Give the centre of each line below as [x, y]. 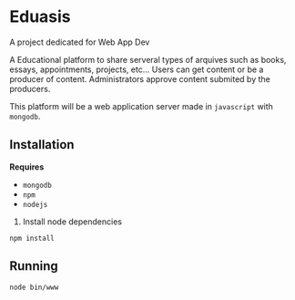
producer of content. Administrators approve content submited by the [140, 78]
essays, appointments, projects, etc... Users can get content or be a [137, 69]
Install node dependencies [72, 222]
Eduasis [40, 17]
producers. [30, 88]
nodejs [35, 204]
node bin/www [34, 287]
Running [34, 266]
